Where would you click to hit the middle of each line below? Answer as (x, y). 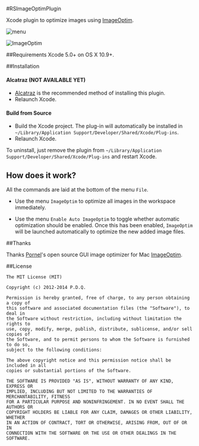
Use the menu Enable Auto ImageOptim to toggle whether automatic (97, 219)
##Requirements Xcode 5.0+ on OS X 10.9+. (60, 55)
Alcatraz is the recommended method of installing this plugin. (90, 93)
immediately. (30, 208)
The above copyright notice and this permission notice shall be (89, 360)
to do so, (18, 345)
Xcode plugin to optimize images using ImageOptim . (70, 20)
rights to (18, 324)
